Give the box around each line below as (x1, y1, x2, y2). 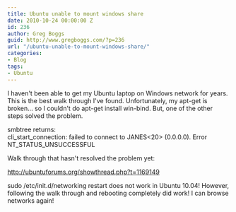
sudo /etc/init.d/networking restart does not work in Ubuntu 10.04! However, (7, 181, 230, 189)
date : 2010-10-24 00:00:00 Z (7, 17, 93, 24)
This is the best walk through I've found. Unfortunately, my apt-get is (7, 96, 208, 105)
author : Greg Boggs (7, 30, 65, 37)
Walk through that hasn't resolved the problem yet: (7, 153, 155, 163)
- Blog (7, 57, 27, 64)
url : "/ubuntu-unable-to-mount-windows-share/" (7, 43, 151, 50)
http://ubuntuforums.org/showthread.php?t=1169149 (7, 167, 160, 176)
